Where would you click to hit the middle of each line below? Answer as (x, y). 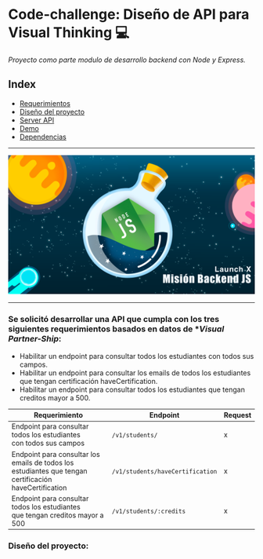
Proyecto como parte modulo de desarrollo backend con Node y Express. (127, 60)
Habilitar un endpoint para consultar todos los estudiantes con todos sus (137, 356)
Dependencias (43, 137)
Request (238, 415)
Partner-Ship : (35, 339)
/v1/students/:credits (149, 512)
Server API (37, 120)
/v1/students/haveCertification (165, 471)
